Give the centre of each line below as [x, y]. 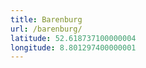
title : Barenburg [46, 19]
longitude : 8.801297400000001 [73, 47]
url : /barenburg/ [46, 29]
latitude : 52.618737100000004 [73, 38]
